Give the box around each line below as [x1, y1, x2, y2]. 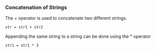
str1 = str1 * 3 [5, 43, 39, 48]
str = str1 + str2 [5, 25, 43, 30]
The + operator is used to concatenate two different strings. [5, 15, 127, 21]
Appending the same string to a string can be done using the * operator [5, 34, 151, 40]
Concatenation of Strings [5, 4, 67, 11]
